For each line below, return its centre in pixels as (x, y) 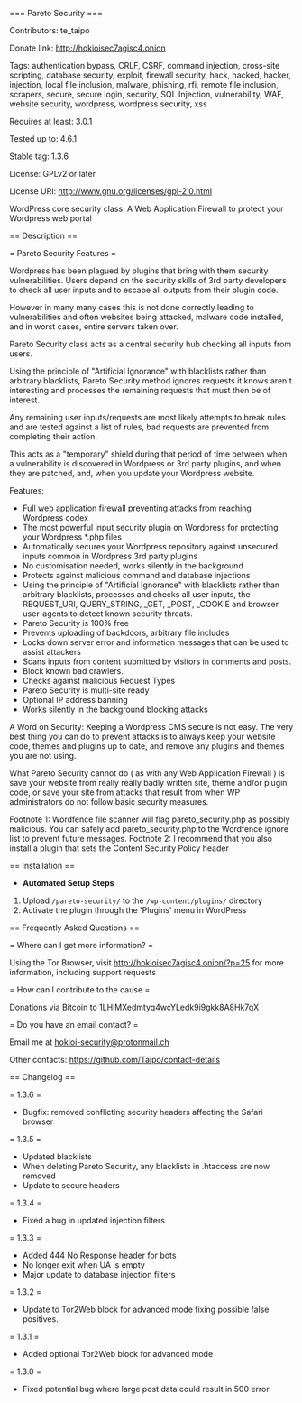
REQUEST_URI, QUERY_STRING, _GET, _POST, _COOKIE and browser (151, 604)
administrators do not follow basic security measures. (109, 802)
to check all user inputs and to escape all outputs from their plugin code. (144, 290)
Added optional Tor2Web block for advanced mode (118, 1354)
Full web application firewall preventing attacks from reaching (137, 508)
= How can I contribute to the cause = (80, 990)
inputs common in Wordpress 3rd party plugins (110, 556)
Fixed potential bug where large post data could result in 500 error (146, 1389)
